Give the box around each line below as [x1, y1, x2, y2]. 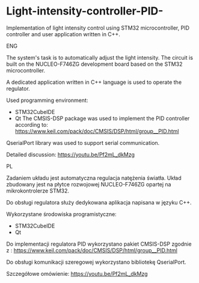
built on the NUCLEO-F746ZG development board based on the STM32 [6, 60, 183, 68]
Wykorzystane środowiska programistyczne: [6, 210, 117, 218]
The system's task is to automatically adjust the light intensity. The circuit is [6, 54, 194, 61]
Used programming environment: [6, 97, 88, 104]
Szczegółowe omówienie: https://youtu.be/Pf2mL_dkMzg [6, 270, 148, 277]
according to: [14, 121, 48, 128]
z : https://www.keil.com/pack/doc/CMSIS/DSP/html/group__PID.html [6, 246, 178, 254]
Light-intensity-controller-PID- [6, 4, 164, 18]
